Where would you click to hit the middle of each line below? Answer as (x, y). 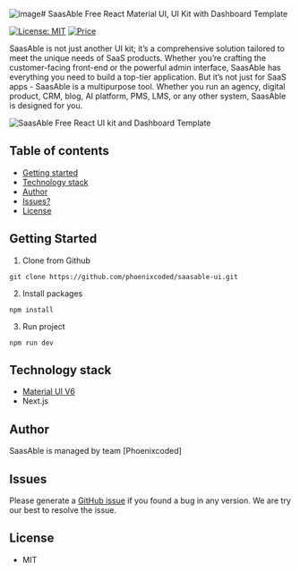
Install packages (52, 293)
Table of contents (59, 151)
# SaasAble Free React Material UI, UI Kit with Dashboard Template (164, 14)
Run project (43, 326)
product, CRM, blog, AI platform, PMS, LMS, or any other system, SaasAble (148, 96)
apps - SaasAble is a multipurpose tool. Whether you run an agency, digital (147, 86)
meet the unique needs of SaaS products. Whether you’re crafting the (138, 58)
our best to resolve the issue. (63, 510)
